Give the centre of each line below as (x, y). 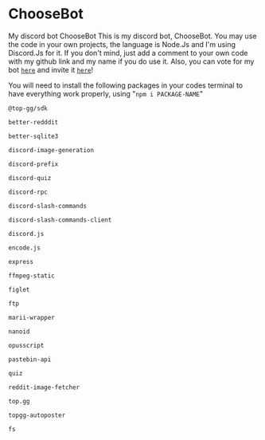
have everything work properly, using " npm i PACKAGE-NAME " (106, 93)
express (21, 261)
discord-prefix (33, 164)
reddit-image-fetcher (44, 387)
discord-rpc (28, 192)
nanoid (19, 332)
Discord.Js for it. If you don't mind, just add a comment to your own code (128, 53)
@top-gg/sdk (28, 108)
